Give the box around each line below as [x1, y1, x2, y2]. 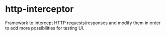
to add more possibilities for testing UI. [5, 25, 84, 31]
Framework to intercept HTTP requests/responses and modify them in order [5, 20, 161, 26]
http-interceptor [5, 3, 74, 15]
